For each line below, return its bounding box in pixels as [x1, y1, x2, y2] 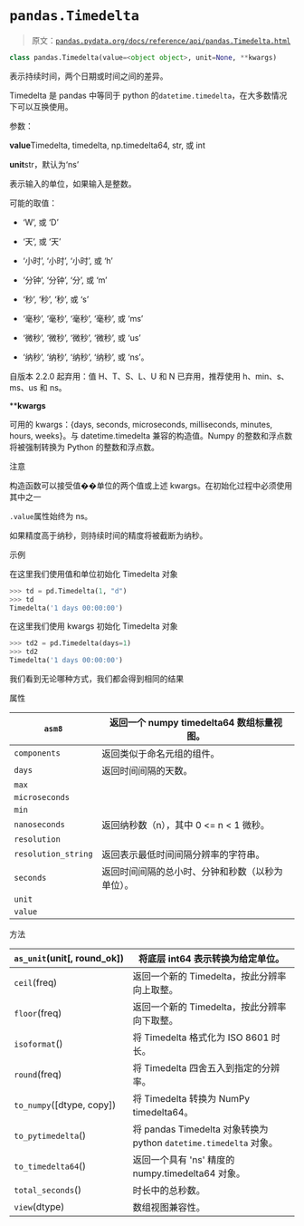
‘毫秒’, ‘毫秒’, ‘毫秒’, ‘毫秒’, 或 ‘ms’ [22, 313, 144, 323]
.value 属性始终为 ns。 [9, 510, 93, 521]
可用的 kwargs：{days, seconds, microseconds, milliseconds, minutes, [9, 419, 273, 430]
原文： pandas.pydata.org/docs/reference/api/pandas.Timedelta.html [31, 34, 291, 45]
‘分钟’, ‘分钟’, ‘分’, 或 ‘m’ [22, 275, 108, 285]
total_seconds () [14, 1183, 81, 1196]
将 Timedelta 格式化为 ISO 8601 [132, 1031, 270, 1044]
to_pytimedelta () [14, 1129, 87, 1142]
